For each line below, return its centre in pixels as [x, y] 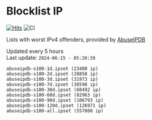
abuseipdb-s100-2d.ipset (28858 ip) [52, 74]
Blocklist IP [35, 11]
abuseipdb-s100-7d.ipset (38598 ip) [52, 84]
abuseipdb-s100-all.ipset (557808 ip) [55, 111]
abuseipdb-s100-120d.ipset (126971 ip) [56, 106]
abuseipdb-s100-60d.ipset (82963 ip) [54, 95]
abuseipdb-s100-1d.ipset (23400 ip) [52, 68]
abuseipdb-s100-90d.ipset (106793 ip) [55, 100]
